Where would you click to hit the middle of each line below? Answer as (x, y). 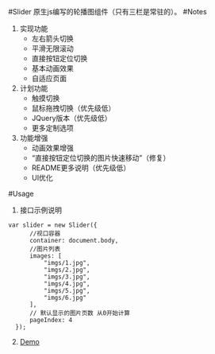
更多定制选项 (52, 128)
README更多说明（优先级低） (81, 168)
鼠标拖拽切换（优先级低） (73, 108)
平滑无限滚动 (52, 49)
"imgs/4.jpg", (67, 284)
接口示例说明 (40, 210)
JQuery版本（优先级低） (72, 118)
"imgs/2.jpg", (67, 270)
